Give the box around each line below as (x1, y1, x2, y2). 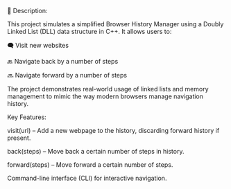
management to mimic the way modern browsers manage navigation (7, 92, 203, 100)
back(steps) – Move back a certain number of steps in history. (7, 147, 185, 155)
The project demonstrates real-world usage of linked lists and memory (7, 85, 209, 93)
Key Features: (7, 113, 46, 121)
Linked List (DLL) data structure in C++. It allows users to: (7, 28, 172, 35)
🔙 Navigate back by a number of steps (7, 57, 119, 65)
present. (7, 134, 31, 142)
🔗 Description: (7, 7, 48, 15)
